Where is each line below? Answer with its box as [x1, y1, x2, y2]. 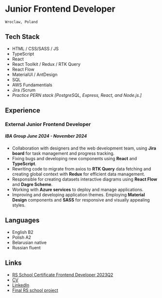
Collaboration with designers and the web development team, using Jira [12, 145, 157, 151]
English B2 [12, 229, 34, 235]
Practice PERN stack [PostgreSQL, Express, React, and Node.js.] [12, 92, 142, 98]
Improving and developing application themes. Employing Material [12, 192, 145, 198]
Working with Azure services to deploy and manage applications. [12, 186, 144, 193]
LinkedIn [12, 282, 30, 288]
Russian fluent [12, 244, 41, 250]
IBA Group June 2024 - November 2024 [5, 133, 87, 139]
